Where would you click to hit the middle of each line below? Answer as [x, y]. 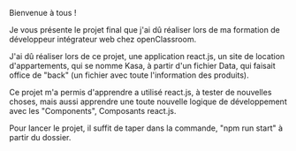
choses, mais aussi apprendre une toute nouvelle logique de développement [148, 102]
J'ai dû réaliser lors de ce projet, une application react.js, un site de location [147, 56]
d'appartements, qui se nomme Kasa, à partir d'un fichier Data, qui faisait [142, 66]
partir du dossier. [40, 137]
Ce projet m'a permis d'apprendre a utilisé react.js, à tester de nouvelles [140, 92]
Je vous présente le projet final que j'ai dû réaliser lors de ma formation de [144, 30]
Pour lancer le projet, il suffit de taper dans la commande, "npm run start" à [146, 128]
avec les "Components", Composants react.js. [93, 111]
